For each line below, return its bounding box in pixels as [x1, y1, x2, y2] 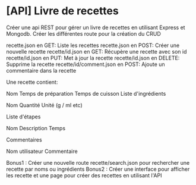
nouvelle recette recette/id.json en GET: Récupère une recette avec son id [6, 48, 187, 55]
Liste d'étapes [6, 113, 41, 120]
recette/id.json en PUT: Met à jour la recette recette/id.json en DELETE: [6, 54, 180, 61]
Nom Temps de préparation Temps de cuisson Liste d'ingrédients [6, 90, 166, 97]
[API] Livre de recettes [6, 4, 119, 18]
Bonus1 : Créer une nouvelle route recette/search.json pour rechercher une [6, 159, 190, 166]
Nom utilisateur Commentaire [6, 148, 78, 155]
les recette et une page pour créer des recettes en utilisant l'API [6, 171, 162, 179]
